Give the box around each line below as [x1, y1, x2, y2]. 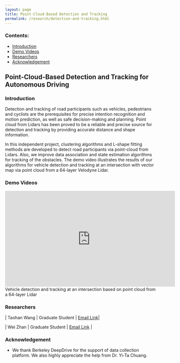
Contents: [5, 32, 29, 39]
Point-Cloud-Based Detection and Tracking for [5, 73, 149, 81]
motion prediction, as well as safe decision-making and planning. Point [5, 116, 147, 122]
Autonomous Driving [5, 81, 69, 89]
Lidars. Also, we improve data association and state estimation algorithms [5, 152, 152, 158]
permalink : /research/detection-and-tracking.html [5, 16, 110, 21]
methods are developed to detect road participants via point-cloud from [5, 146, 149, 152]
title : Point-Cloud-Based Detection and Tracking [5, 12, 108, 17]
